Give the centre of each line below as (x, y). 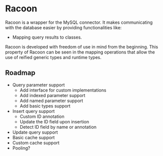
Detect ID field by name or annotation (58, 127)
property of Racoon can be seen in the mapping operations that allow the (80, 52)
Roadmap (20, 73)
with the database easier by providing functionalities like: (63, 27)
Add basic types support (45, 106)
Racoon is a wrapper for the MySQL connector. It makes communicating (79, 22)
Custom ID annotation (42, 116)
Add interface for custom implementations (63, 90)
